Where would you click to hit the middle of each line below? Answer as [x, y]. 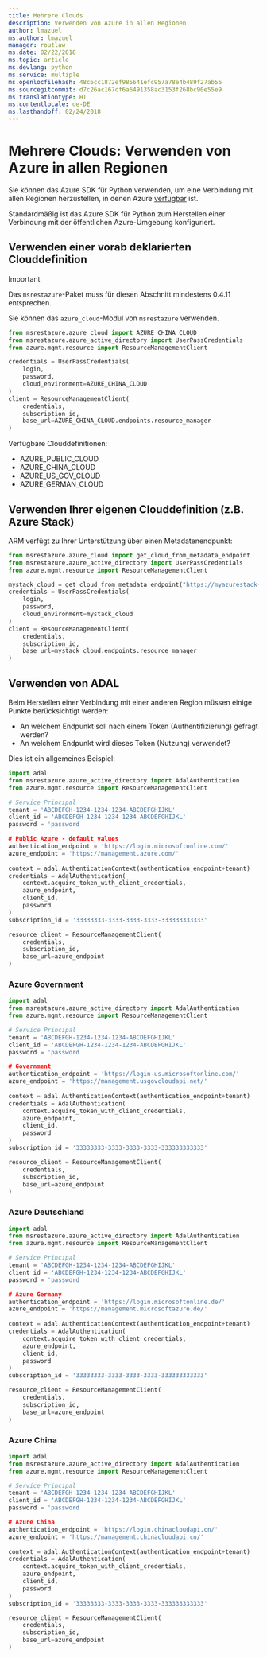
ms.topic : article [39, 60]
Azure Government [46, 984]
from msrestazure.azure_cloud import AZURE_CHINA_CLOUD [103, 332]
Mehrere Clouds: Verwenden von [120, 151]
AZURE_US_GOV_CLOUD [60, 476]
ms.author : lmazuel [41, 38]
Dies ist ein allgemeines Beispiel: [62, 759]
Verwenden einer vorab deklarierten [100, 247]
